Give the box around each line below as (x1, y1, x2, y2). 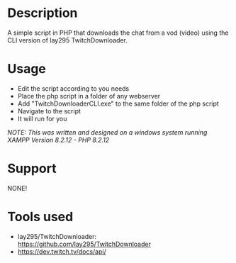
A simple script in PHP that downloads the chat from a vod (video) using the (7, 28, 229, 37)
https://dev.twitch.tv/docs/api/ (17, 247, 106, 256)
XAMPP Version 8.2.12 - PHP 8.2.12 (7, 135, 110, 144)
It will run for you (17, 114, 67, 123)
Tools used (7, 209, 74, 225)
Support (7, 161, 57, 177)
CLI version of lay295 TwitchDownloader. (7, 35, 128, 44)
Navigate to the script (17, 106, 82, 115)
